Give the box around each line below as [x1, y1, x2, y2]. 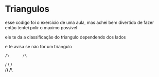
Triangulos [5, 3, 50, 15]
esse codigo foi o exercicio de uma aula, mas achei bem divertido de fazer [5, 19, 154, 25]
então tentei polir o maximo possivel [5, 24, 78, 30]
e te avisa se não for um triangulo [5, 43, 72, 49]
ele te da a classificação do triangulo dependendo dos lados [5, 34, 126, 40]
